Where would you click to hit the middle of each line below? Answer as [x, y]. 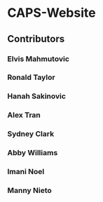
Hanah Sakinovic [37, 96]
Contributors [36, 39]
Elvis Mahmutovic [39, 59]
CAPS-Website [51, 13]
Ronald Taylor [31, 77]
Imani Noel [26, 172]
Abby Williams [33, 153]
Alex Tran [24, 115]
